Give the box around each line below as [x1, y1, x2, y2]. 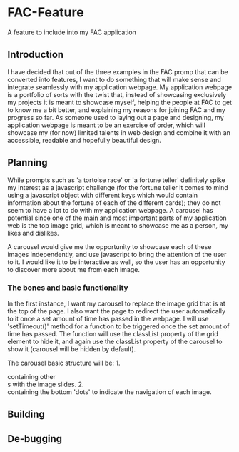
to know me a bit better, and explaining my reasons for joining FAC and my [7, 105, 226, 114]
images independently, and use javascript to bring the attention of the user [7, 250, 227, 258]
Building [7, 408, 45, 421]
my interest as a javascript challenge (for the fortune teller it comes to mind [7, 183, 228, 191]
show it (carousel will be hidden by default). [7, 344, 136, 353]
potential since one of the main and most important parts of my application [7, 214, 227, 222]
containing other [7, 372, 56, 381]
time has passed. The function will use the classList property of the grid [7, 329, 219, 338]
